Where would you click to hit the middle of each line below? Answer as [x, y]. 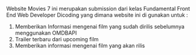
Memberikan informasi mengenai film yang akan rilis [80, 45]
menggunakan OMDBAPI [46, 33]
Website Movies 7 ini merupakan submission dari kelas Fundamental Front [98, 9]
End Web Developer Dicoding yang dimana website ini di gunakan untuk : [97, 15]
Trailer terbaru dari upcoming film [57, 39]
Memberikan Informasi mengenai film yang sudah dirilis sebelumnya [100, 27]
